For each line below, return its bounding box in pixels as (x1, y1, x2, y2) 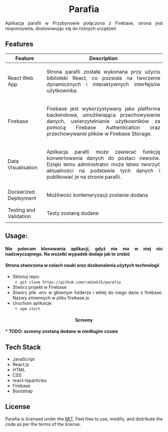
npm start (19, 306, 41, 311)
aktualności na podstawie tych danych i (46, 167, 160, 174)
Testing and (7, 206, 35, 213)
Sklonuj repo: (12, 273, 40, 279)
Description (89, 55, 118, 62)
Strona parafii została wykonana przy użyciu (46, 68, 160, 75)
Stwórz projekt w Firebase (12, 284, 67, 290)
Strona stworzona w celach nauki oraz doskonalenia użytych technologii (5, 262, 159, 268)
